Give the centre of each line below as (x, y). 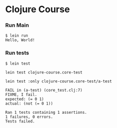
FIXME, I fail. (21, 94)
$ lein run (17, 36)
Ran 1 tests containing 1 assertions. (46, 112)
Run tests (17, 53)
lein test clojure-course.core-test (44, 72)
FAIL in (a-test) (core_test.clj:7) (44, 90)
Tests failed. (20, 121)
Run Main (17, 25)
